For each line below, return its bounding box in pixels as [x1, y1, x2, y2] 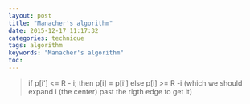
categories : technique [8, 34, 84, 42]
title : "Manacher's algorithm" [8, 19, 113, 27]
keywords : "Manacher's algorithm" [8, 49, 125, 57]
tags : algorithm [8, 42, 63, 50]
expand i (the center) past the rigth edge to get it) [27, 86, 193, 96]
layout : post [8, 11, 52, 20]
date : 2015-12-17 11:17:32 [8, 26, 99, 34]
